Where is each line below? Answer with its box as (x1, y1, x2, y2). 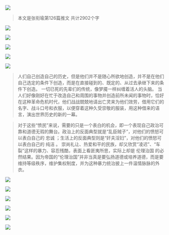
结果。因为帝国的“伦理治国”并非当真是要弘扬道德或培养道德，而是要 (22, 154, 164, 160)
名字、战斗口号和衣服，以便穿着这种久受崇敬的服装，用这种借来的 (17, 105, 155, 111)
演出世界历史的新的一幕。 (26, 112, 80, 117)
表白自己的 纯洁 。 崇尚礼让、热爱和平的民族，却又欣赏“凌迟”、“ (22, 141, 156, 147)
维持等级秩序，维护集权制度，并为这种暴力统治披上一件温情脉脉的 (17, 160, 155, 166)
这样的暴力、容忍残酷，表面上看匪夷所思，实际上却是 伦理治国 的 (24, 148, 160, 153)
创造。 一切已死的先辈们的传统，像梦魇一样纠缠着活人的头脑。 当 (26, 86, 162, 92)
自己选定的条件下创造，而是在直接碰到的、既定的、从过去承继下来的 (17, 80, 160, 86)
